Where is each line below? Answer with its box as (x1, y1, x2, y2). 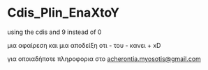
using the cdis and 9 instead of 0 (7, 28, 102, 36)
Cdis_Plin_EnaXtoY (7, 5, 120, 21)
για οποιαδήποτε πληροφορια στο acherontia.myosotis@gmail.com (7, 54, 201, 63)
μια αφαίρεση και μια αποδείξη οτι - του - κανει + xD (7, 41, 161, 49)
